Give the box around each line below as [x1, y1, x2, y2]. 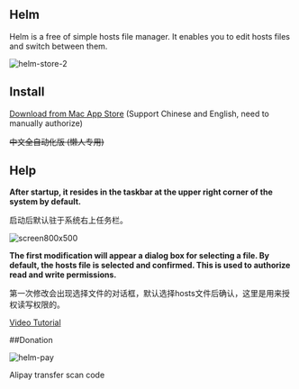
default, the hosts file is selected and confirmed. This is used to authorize [9, 260, 291, 271]
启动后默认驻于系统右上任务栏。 [9, 215, 128, 226]
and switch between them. [9, 41, 108, 51]
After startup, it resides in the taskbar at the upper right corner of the [9, 186, 273, 197]
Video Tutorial [9, 317, 61, 328]
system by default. [9, 196, 81, 207]
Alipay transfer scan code [9, 369, 105, 381]
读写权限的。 [16, 299, 65, 310]
